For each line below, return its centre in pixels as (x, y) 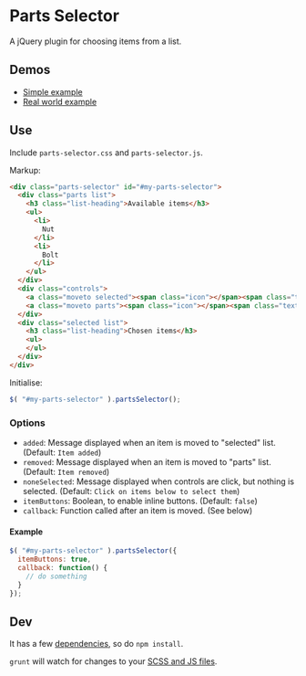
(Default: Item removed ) (66, 471)
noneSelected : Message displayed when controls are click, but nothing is (158, 481)
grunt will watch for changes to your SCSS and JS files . (113, 661)
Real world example (60, 101)
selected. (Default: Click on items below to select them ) (131, 491)
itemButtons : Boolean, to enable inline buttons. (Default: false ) (140, 501)
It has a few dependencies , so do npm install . (97, 644)
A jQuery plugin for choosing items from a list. (96, 41)
